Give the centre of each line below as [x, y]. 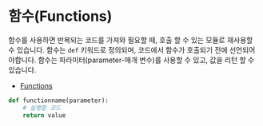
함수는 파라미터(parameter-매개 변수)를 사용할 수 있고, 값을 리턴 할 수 [146, 60]
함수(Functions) [60, 16]
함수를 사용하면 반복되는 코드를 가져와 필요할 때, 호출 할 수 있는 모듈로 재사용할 [131, 40]
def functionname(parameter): [59, 100]
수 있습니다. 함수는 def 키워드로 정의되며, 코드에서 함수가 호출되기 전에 [118, 49]
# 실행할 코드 [42, 108]
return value [44, 115]
